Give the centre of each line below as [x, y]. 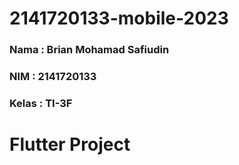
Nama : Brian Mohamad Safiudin [89, 50]
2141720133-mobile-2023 [119, 18]
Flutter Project [70, 144]
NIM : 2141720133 [53, 77]
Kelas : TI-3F [41, 103]
